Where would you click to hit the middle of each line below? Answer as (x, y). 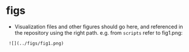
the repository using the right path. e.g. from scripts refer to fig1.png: (99, 32)
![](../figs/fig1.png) (36, 43)
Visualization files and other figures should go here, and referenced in (99, 27)
